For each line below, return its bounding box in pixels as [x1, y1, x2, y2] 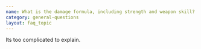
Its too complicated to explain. [5, 36, 81, 44]
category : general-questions [5, 14, 79, 20]
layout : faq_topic [5, 20, 52, 26]
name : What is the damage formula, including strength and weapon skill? [5, 8, 196, 15]
